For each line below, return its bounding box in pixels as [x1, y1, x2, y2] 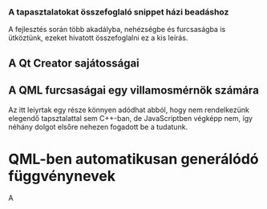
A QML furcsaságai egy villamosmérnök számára [8, 83, 259, 98]
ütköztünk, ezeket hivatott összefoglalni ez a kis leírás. [8, 33, 188, 42]
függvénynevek [8, 167, 116, 185]
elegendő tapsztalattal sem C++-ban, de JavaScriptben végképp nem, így [8, 113, 253, 123]
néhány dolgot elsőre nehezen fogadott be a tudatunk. [8, 122, 188, 131]
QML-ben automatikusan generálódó [8, 150, 259, 168]
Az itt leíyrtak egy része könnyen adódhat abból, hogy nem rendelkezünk [8, 105, 250, 115]
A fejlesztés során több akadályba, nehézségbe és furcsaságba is [8, 25, 226, 34]
